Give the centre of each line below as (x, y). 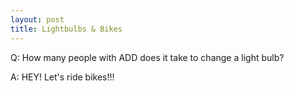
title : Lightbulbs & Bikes (66, 29)
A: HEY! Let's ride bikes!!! (62, 77)
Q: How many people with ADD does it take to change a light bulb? (147, 57)
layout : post (37, 19)
